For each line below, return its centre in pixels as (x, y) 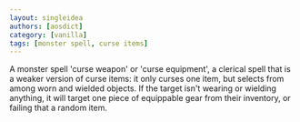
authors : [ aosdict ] (46, 26)
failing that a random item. (58, 108)
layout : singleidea (46, 18)
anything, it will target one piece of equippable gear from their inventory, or (150, 98)
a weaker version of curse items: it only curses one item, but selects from (147, 79)
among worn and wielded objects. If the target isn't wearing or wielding (143, 88)
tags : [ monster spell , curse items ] (79, 43)
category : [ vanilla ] (49, 35)
